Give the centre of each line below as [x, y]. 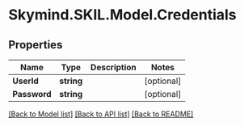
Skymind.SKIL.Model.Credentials [122, 15]
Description [114, 67]
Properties [36, 45]
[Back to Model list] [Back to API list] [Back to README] [101, 114]
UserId [25, 81]
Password [32, 94]
